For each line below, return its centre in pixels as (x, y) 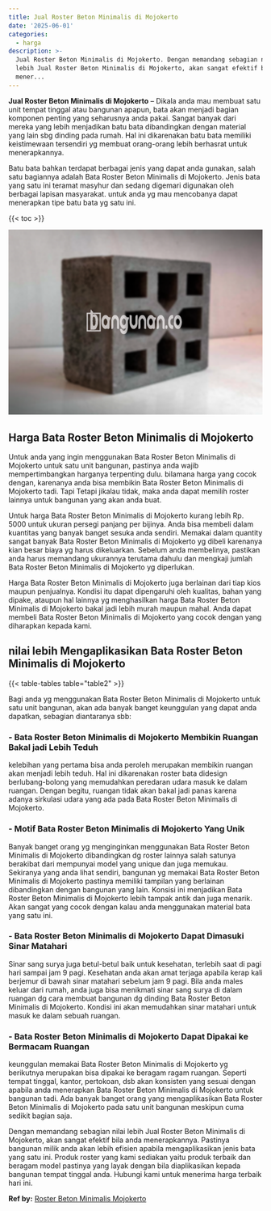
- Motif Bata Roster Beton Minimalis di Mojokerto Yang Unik (127, 829)
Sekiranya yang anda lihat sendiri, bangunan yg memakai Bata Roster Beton (134, 872)
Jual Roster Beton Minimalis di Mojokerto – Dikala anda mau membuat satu (134, 100)
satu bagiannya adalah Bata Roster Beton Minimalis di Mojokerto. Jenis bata (134, 176)
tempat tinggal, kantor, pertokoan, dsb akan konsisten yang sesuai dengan (132, 1082)
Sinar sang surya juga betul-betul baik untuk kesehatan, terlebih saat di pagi (135, 963)
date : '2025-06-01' (41, 25)
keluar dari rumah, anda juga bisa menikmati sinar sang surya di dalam (125, 989)
